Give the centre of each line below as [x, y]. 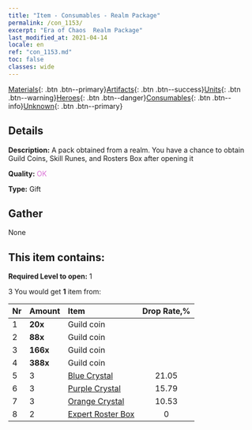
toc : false [26, 60]
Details [26, 131]
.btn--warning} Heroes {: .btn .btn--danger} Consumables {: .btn [109, 97]
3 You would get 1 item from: [55, 292]
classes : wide [32, 67]
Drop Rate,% [166, 311]
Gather [26, 213]
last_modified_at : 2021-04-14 [58, 37]
